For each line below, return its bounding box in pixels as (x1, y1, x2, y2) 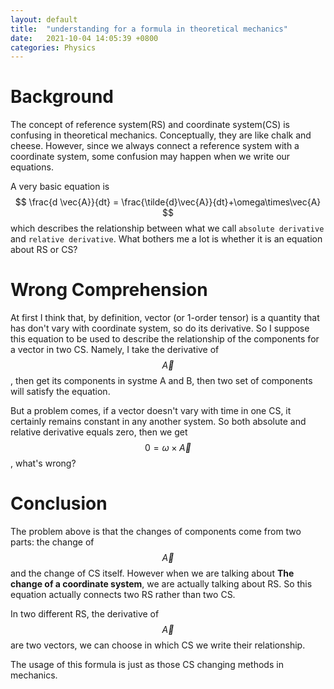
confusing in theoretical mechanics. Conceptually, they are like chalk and (10, 129, 312, 141)
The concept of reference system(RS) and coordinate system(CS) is (10, 119, 290, 131)
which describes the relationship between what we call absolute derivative (10, 222, 325, 235)
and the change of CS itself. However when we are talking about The (10, 567, 295, 580)
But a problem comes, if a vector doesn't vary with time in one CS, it (10, 405, 292, 417)
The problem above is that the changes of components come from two (10, 526, 302, 538)
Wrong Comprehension (10, 279, 208, 301)
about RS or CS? (10, 244, 78, 256)
